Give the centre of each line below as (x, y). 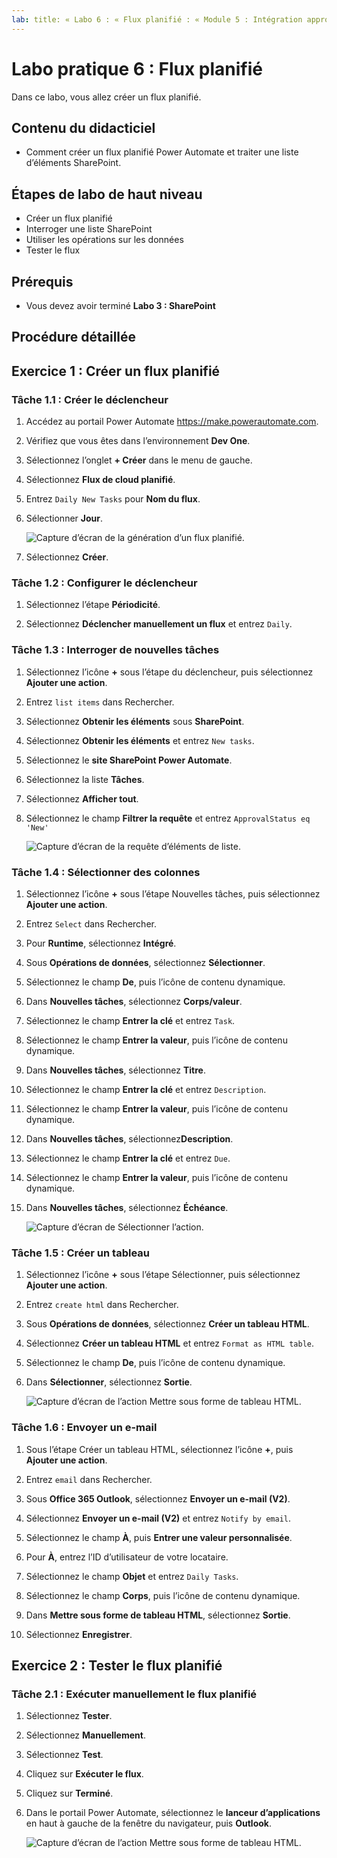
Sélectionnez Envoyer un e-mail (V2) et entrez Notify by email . (158, 1518)
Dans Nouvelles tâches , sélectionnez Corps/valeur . (134, 1001)
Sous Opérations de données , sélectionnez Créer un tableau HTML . (167, 1324)
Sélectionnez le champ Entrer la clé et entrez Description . (146, 1089)
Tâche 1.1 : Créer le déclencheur (90, 399)
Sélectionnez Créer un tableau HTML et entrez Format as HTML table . (170, 1343)
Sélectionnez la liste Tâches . (85, 779)
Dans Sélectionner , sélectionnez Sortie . (109, 1382)
